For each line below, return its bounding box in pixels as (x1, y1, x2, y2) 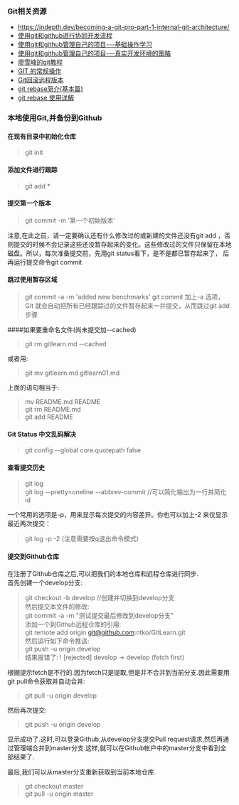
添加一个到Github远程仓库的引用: (24, 620, 122, 629)
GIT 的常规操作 (17, 67, 62, 75)
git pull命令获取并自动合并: (7, 677, 85, 686)
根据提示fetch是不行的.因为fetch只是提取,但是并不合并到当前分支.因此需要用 (7, 668, 230, 676)
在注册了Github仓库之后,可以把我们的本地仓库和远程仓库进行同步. (7, 569, 199, 577)
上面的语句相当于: (7, 383, 60, 392)
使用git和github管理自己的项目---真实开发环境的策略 (17, 49, 171, 58)
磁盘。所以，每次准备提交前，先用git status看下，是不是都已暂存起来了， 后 (7, 249, 230, 257)
